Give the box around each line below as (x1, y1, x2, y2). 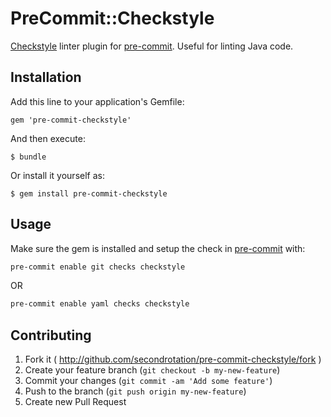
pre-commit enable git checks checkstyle (10, 262, 186, 272)
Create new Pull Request (24, 396, 127, 408)
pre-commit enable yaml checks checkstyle (10, 299, 190, 309)
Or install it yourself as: (10, 169, 105, 181)
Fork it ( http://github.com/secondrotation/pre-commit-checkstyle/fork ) (24, 353, 322, 366)
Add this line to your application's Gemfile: (10, 95, 185, 107)
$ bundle (10, 152, 47, 162)
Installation (10, 69, 82, 86)
